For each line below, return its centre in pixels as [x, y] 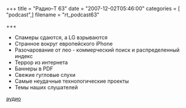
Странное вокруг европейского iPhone [64, 44]
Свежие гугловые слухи [45, 75]
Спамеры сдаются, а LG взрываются [61, 37]
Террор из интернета [41, 62]
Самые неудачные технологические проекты [72, 81]
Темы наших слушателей [46, 87]
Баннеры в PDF [34, 69]
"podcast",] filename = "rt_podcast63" [53, 15]
